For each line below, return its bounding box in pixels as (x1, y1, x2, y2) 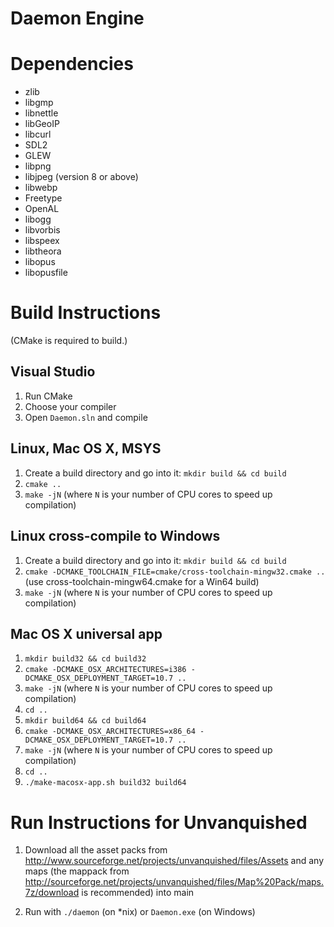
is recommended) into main (81, 887, 195, 899)
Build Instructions (10, 302, 162, 324)
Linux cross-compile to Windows (10, 528, 221, 545)
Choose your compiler (24, 400, 117, 412)
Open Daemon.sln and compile (24, 411, 148, 423)
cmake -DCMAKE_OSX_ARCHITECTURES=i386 (24, 665, 187, 675)
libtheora (24, 245, 62, 257)
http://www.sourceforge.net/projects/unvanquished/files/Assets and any (24, 855, 325, 867)
